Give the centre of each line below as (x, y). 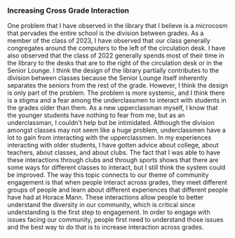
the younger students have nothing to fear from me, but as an (96, 115)
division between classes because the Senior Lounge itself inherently (108, 78)
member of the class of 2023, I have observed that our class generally (109, 41)
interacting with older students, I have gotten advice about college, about (113, 145)
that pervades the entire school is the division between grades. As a (106, 33)
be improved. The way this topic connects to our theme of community (108, 175)
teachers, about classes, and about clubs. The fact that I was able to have (114, 152)
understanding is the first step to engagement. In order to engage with (109, 212)
